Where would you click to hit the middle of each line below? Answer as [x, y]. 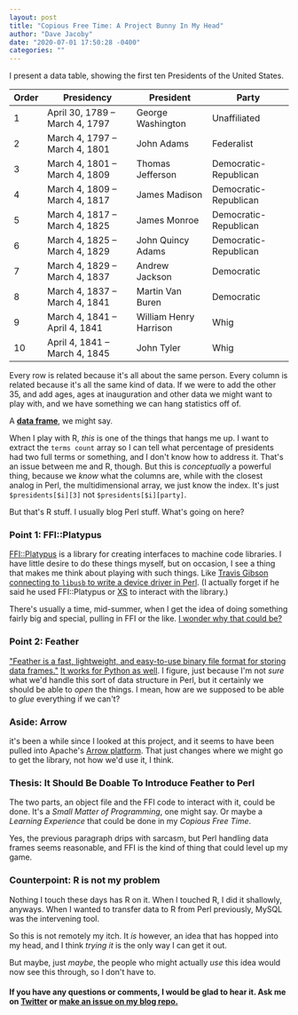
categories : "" [37, 51]
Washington [161, 123]
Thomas [153, 163]
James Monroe [168, 220]
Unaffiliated [236, 118]
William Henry [165, 317]
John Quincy [163, 241]
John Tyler [159, 348]
